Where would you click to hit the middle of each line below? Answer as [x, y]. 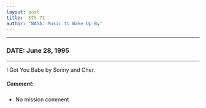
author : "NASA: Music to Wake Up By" [55, 23]
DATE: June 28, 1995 [38, 51]
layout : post [23, 12]
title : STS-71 [26, 18]
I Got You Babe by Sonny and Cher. [51, 70]
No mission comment [42, 99]
